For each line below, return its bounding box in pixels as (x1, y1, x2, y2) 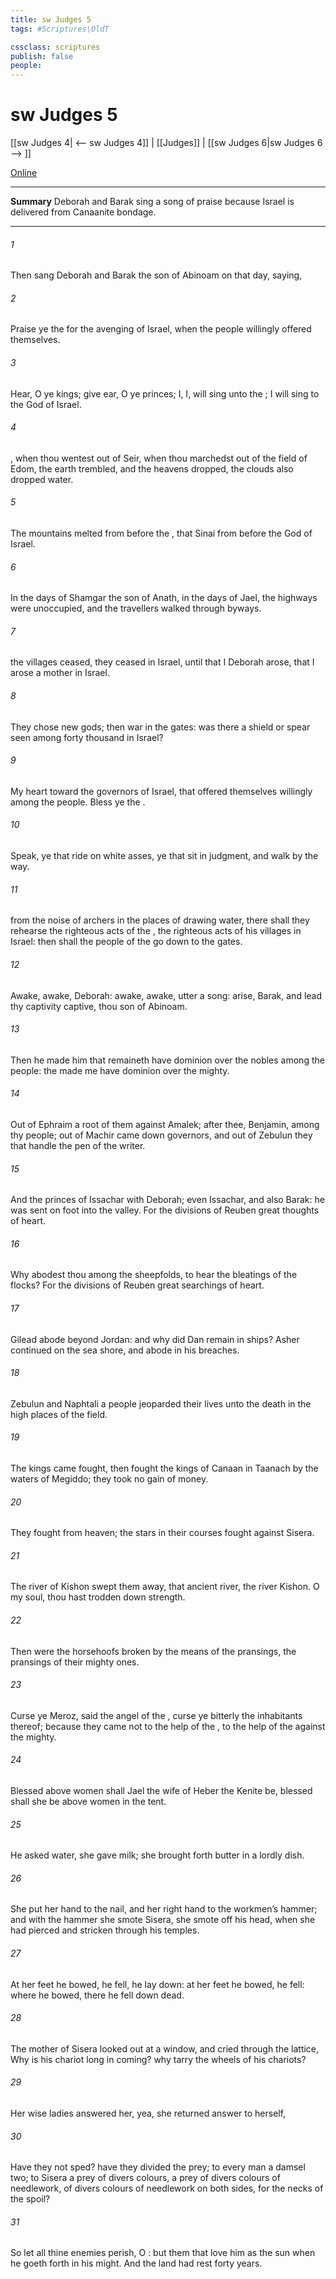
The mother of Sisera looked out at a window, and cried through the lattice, (10, 2042, 320, 2055)
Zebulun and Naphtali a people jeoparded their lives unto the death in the (10, 1397, 312, 1410)
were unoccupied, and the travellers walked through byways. (10, 602, 262, 615)
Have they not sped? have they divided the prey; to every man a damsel (10, 2161, 306, 2173)
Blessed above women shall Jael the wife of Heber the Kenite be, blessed (10, 1784, 313, 1796)
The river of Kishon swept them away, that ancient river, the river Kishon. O (10, 1581, 320, 1593)
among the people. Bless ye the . (10, 796, 146, 808)
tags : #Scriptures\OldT (10, 24, 110, 34)
